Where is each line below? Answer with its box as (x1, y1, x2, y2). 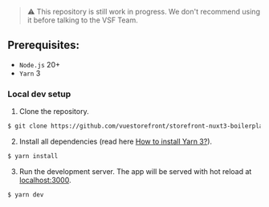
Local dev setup (7, 88, 71, 99)
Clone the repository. (18, 107, 89, 116)
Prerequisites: (7, 39, 79, 52)
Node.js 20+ (18, 59, 61, 69)
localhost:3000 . (18, 175, 71, 185)
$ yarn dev (7, 190, 44, 199)
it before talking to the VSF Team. (26, 15, 138, 25)
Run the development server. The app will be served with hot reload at (18, 166, 252, 176)
